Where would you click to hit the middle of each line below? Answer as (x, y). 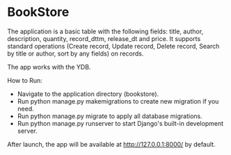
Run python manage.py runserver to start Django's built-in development (120, 123)
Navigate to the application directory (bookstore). (88, 94)
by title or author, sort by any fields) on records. (75, 54)
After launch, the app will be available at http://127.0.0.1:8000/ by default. (111, 144)
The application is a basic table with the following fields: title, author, (105, 31)
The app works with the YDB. (49, 67)
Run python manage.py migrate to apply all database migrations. (110, 116)
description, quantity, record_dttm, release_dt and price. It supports (104, 38)
